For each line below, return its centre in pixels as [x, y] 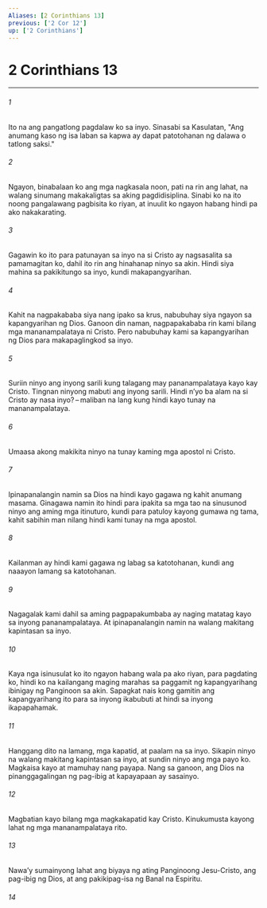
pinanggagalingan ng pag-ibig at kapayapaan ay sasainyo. [104, 776]
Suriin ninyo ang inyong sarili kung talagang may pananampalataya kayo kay [133, 383]
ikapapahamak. [33, 708]
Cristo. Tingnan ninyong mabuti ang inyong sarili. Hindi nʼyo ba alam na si [128, 392]
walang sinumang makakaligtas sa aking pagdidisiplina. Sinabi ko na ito [125, 195]
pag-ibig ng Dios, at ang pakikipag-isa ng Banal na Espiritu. [105, 879]
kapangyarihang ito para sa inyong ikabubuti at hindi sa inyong [110, 699]
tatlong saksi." [31, 143]
